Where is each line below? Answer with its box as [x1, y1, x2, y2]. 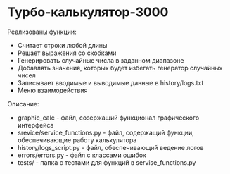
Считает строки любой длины [17, 41, 108, 49]
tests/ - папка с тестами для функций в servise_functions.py [17, 158, 196, 166]
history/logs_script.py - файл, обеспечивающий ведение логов [17, 143, 204, 151]
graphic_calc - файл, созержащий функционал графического [17, 113, 200, 122]
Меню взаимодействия [17, 86, 88, 94]
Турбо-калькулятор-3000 [7, 4, 169, 20]
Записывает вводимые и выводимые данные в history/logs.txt [17, 78, 204, 87]
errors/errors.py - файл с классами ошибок [17, 151, 146, 159]
